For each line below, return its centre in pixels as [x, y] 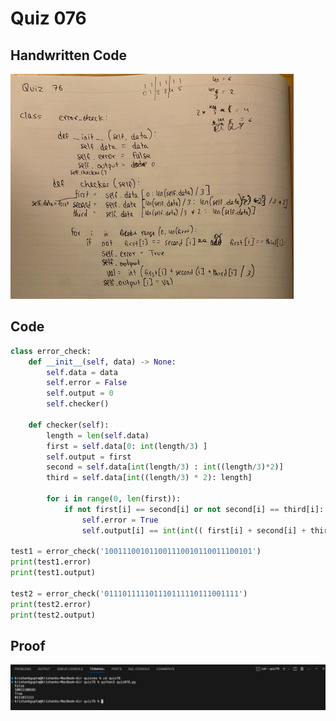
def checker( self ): [69, 425]
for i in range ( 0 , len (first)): [114, 499]
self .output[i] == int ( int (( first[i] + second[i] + [194, 530]
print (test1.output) [53, 573]
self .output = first [89, 457]
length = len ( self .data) [98, 435]
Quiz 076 [48, 18]
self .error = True [120, 520]
